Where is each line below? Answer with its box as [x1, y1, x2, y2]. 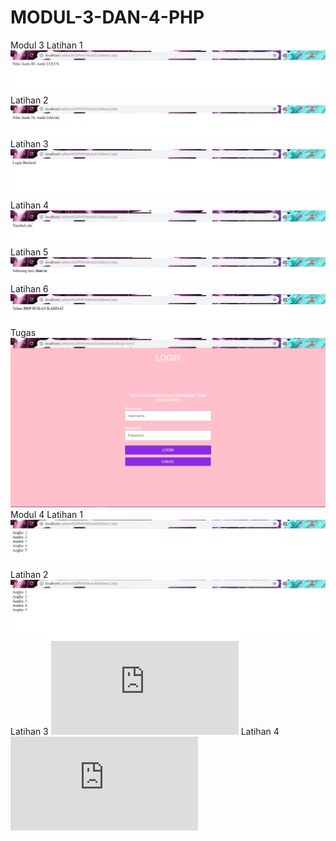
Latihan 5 [10, 246, 49, 258]
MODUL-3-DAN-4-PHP [10, 6, 205, 29]
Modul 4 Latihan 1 [10, 509, 83, 521]
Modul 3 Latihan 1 [10, 39, 83, 51]
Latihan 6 [10, 283, 49, 295]
